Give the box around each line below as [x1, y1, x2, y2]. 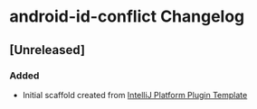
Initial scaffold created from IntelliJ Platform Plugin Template [22, 89, 248, 100]
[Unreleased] [9, 42, 86, 58]
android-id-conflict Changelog [9, 6, 245, 27]
